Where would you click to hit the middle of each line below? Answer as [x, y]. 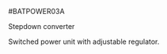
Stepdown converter [42, 26]
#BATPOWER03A [36, 11]
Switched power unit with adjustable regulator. [84, 41]
